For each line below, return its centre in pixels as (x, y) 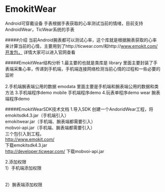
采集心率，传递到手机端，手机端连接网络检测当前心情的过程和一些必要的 (87, 69)
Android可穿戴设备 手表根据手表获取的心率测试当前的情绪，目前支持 (74, 23)
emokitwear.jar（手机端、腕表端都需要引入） (50, 121)
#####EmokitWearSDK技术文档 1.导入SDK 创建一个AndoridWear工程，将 (79, 109)
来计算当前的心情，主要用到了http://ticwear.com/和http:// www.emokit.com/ (82, 46)
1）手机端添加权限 (23, 168)
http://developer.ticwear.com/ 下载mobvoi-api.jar (55, 151)
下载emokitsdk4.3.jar (26, 145)
